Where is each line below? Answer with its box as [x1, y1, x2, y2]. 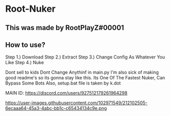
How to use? [5, 40, 46, 49]
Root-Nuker [5, 3, 56, 15]
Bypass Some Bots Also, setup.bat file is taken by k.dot [5, 80, 121, 86]
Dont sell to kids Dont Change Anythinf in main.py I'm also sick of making [5, 69, 159, 75]
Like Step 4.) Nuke [5, 60, 44, 66]
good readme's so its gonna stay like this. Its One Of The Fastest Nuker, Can [5, 75, 165, 81]
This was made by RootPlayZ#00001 [5, 23, 124, 32]
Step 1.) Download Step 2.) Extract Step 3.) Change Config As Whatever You [5, 54, 165, 60]
